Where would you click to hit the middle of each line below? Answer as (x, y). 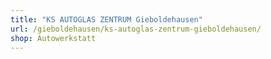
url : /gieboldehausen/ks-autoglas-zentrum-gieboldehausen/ (136, 29)
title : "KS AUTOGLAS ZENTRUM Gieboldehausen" (106, 19)
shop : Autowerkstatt (53, 38)
